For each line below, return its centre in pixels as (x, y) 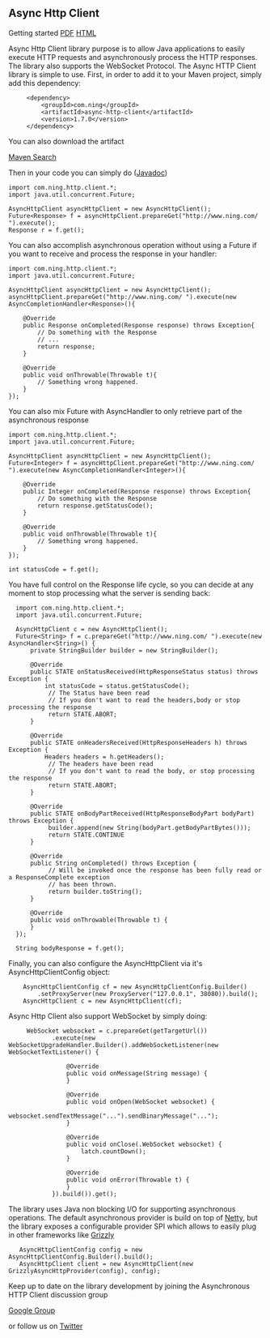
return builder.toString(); (95, 891)
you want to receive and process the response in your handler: (113, 254)
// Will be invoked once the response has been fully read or (155, 870)
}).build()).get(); (84, 1194)
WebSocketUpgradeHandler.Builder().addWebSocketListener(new (114, 1045)
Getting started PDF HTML (53, 32)
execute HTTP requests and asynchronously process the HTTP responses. (133, 57)
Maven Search (32, 156)
